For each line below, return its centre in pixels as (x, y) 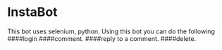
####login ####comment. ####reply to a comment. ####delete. (102, 38)
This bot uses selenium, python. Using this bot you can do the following (111, 31)
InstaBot (32, 12)
